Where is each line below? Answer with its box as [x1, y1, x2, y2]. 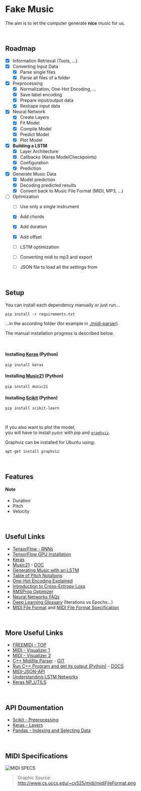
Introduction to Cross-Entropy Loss [12, 583, 85, 589]
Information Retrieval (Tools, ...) [12, 58, 78, 64]
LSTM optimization [20, 244, 59, 250]
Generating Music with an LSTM [12, 567, 79, 573]
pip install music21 [5, 384, 49, 389]
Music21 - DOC [12, 562, 44, 568]
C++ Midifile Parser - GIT [12, 658, 65, 664]
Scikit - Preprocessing [12, 717, 59, 723]
